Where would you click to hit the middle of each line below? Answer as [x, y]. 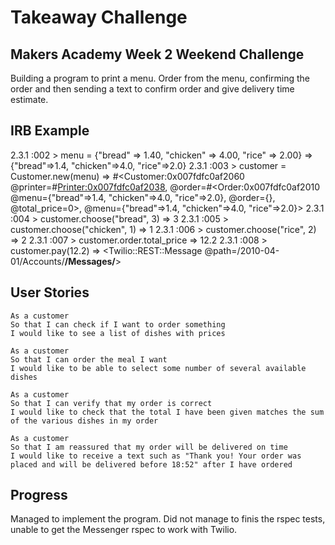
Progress [39, 495]
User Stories [50, 292]
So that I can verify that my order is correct [111, 403]
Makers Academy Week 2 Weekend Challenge [157, 54]
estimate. [29, 99]
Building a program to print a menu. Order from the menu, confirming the [160, 78]
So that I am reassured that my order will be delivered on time [149, 447]
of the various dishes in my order [84, 421]
